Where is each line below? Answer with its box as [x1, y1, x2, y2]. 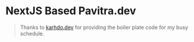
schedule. [20, 30, 45, 37]
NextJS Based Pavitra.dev [5, 4, 137, 18]
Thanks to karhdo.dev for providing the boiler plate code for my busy [20, 24, 189, 31]
